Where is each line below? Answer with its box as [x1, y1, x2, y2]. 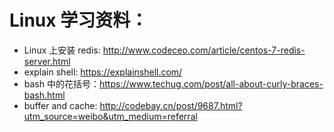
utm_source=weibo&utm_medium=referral [23, 110, 198, 122]
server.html [23, 55, 71, 67]
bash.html [23, 89, 66, 101]
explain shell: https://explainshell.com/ [23, 66, 183, 78]
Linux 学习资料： [9, 9, 149, 32]
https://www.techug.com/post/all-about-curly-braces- [98, 77, 324, 90]
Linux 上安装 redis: [23, 44, 101, 56]
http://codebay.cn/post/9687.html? [99, 99, 243, 111]
